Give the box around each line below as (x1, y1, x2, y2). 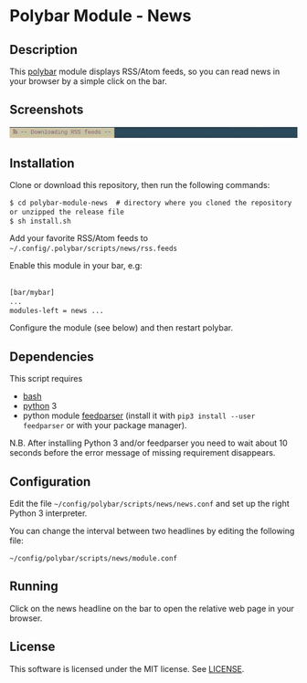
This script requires (9, 373, 83, 384)
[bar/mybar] (9, 289, 55, 298)
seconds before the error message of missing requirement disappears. (9, 447, 276, 458)
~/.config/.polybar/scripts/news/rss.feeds (9, 244, 178, 254)
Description (9, 42, 78, 58)
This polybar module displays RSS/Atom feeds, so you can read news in (9, 66, 281, 77)
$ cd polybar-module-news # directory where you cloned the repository (9, 198, 292, 208)
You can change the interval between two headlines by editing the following (9, 526, 295, 536)
